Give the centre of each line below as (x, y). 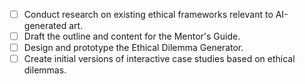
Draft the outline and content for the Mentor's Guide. (132, 36)
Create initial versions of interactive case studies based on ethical (159, 59)
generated (45, 26)
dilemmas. (45, 70)
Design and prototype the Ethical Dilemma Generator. (133, 48)
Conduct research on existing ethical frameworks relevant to (148, 14)
